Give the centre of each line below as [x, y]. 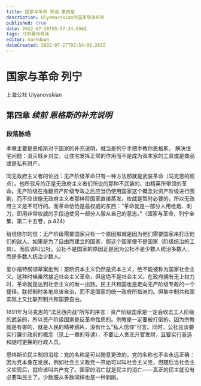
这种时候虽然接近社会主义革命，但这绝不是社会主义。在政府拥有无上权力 [106, 276]
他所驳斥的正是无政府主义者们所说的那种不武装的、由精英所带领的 [100, 183]
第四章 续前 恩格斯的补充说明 [59, 116]
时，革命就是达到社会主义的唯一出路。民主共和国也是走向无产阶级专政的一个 [100, 284]
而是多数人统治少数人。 [35, 256]
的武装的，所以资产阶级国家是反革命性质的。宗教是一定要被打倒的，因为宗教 [100, 319]
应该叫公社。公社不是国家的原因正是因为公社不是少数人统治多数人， [108, 249]
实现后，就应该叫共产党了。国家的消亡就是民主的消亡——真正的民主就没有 [103, 369]
